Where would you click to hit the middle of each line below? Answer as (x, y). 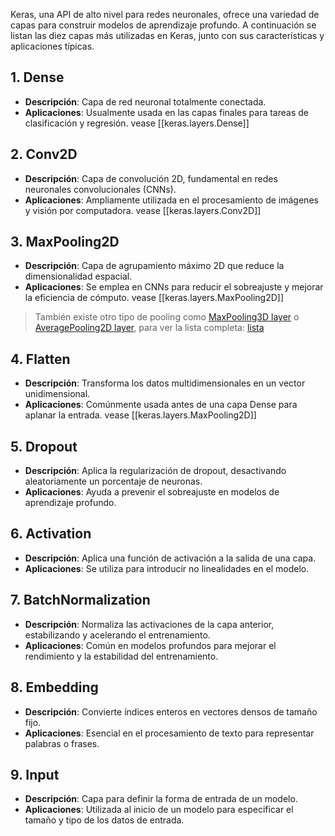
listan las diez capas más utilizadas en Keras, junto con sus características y (167, 35)
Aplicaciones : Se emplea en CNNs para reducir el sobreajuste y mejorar (174, 287)
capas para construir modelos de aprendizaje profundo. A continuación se (163, 25)
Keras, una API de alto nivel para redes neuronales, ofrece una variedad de (165, 14)
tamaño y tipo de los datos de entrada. (104, 820)
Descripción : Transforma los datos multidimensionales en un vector (165, 383)
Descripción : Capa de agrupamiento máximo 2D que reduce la (154, 266)
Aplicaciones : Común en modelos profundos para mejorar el (150, 645)
